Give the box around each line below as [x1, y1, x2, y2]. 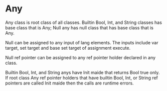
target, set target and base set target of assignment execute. [5, 45, 131, 51]
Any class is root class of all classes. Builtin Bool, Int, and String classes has [5, 19, 162, 25]
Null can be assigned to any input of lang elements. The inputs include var [5, 39, 158, 45]
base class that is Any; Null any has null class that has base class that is [5, 24, 154, 30]
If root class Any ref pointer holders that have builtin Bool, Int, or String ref [5, 75, 158, 81]
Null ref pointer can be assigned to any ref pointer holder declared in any [5, 54, 156, 60]
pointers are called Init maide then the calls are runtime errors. [5, 80, 134, 86]
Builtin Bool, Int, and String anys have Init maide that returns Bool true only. [5, 69, 160, 75]
